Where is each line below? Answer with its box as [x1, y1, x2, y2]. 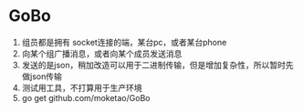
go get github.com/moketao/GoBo [21, 92, 151, 103]
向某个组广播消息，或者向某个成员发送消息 [21, 47, 183, 59]
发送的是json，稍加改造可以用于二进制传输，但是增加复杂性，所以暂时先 [21, 59, 294, 70]
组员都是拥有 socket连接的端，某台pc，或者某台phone [21, 36, 227, 47]
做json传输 [21, 70, 63, 82]
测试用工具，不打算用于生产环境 [21, 82, 142, 93]
